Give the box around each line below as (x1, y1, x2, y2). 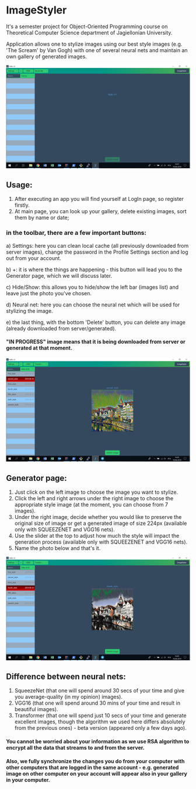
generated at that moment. (6, 344, 73, 351)
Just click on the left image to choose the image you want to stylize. (14, 489, 178, 496)
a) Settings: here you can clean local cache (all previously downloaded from (6, 242, 189, 249)
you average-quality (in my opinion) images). (14, 694, 123, 701)
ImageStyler (6, 4, 67, 17)
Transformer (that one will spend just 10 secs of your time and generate (14, 712, 187, 719)
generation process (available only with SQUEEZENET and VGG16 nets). (14, 538, 188, 545)
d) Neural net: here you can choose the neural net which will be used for (6, 301, 180, 308)
